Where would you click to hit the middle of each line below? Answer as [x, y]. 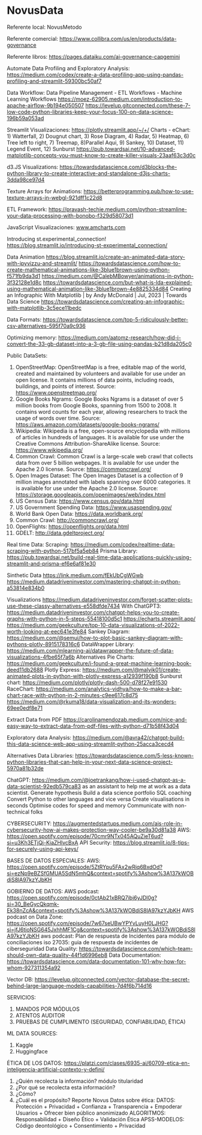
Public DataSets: [27, 355]
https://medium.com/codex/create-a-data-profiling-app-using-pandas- [95, 74]
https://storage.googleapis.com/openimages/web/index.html [91, 494]
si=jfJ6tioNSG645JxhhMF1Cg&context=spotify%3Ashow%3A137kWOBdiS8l [101, 929]
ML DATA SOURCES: [32, 1033]
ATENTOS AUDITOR [40, 1015]
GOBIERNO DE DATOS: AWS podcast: [53, 891]
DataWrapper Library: [108, 644]
